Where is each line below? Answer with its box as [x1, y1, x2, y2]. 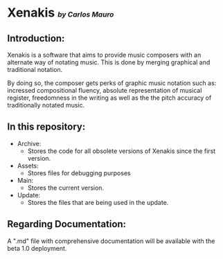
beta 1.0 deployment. [7, 244, 67, 252]
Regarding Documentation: [7, 218, 127, 230]
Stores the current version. [27, 184, 105, 192]
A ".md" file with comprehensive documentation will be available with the [7, 237, 215, 245]
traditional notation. [7, 66, 63, 73]
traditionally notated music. [7, 101, 85, 109]
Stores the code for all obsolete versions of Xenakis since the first [27, 147, 216, 155]
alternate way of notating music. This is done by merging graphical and [7, 58, 211, 66]
